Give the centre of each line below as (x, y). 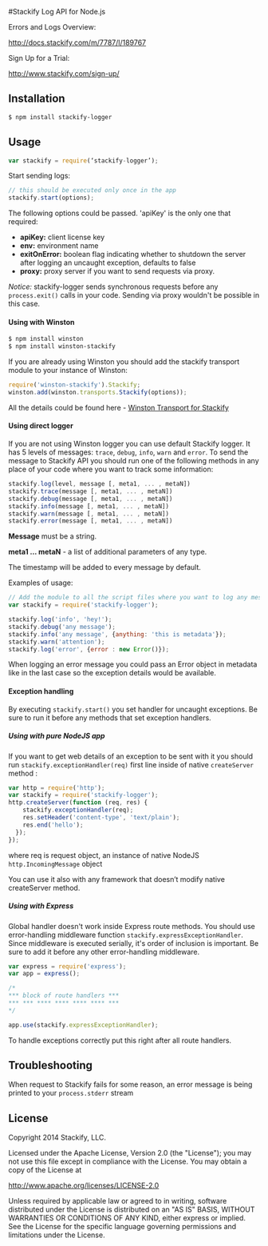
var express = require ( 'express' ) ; (67, 966)
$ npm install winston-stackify (62, 347)
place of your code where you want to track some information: (111, 469)
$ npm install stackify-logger (60, 117)
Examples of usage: (41, 583)
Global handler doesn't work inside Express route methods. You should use (132, 926)
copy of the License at (45, 1170)
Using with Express (41, 906)
